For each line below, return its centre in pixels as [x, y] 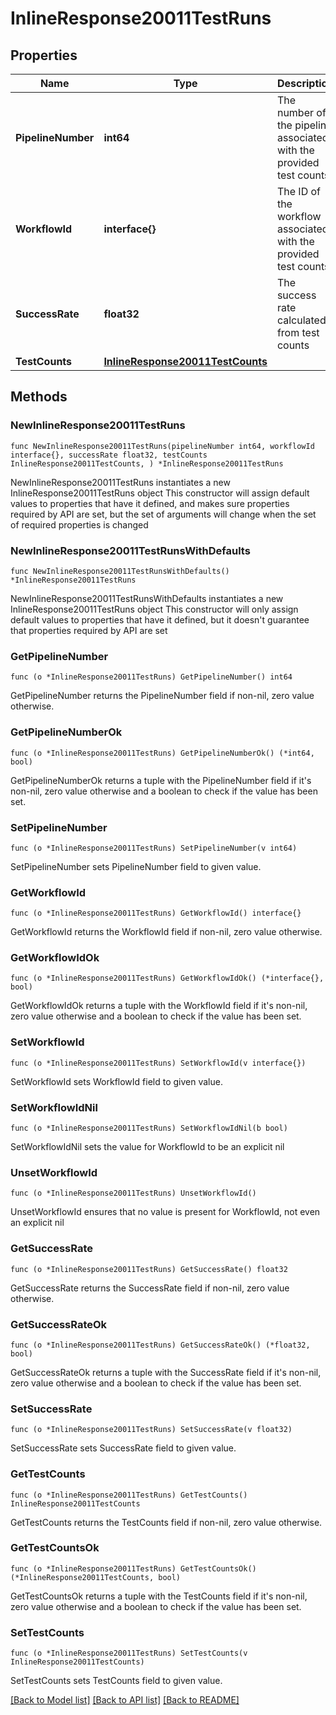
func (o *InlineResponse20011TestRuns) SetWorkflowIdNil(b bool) [149, 1128]
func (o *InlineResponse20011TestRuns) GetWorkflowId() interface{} [156, 913]
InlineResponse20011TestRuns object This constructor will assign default [160, 493]
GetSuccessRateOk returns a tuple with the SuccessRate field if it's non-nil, [166, 1372]
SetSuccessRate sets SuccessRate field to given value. [123, 1448]
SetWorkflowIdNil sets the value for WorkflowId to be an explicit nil [147, 1147]
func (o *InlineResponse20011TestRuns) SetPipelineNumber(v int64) [154, 848]
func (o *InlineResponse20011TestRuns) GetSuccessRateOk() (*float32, [160, 1345]
